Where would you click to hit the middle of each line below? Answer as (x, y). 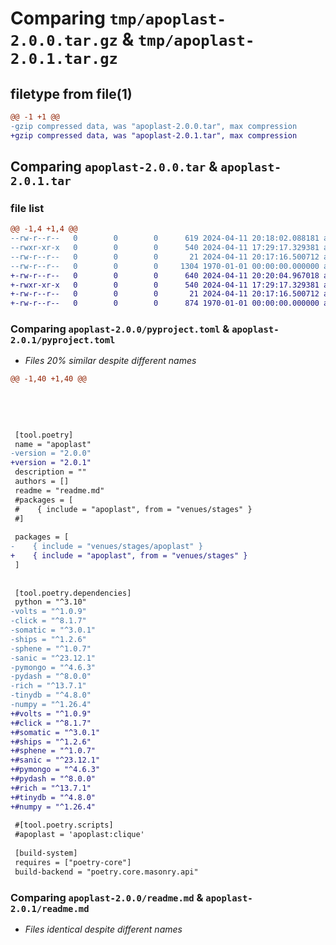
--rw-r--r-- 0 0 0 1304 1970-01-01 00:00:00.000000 (165, 266)
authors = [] (42, 482)
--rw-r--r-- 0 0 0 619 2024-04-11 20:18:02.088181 (165, 238)
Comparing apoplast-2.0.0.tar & (114, 167)
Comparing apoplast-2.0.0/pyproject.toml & (120, 329)
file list (27, 208)
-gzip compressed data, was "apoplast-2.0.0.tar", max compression (154, 126)
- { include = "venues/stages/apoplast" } (106, 547)
